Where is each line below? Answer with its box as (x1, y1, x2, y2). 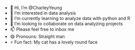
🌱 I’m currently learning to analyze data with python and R (10, 15, 130, 21)
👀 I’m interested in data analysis (10, 10, 77, 16)
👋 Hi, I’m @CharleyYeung (10, 5, 62, 10)
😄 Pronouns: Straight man (10, 33, 65, 39)
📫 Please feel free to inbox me (10, 26, 75, 32)
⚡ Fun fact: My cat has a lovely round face (10, 39, 98, 45)
